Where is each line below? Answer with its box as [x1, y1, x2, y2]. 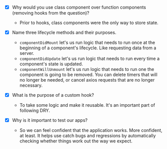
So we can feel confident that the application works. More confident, [19, 127, 162, 133]
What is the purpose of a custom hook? [12, 92, 94, 98]
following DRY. [19, 108, 50, 114]
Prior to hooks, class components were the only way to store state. [19, 20, 158, 26]
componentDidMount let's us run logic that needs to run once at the [19, 40, 155, 46]
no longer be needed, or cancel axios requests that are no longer [19, 77, 155, 83]
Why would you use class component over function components [12, 5, 146, 10]
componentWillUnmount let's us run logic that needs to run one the [19, 66, 154, 72]
